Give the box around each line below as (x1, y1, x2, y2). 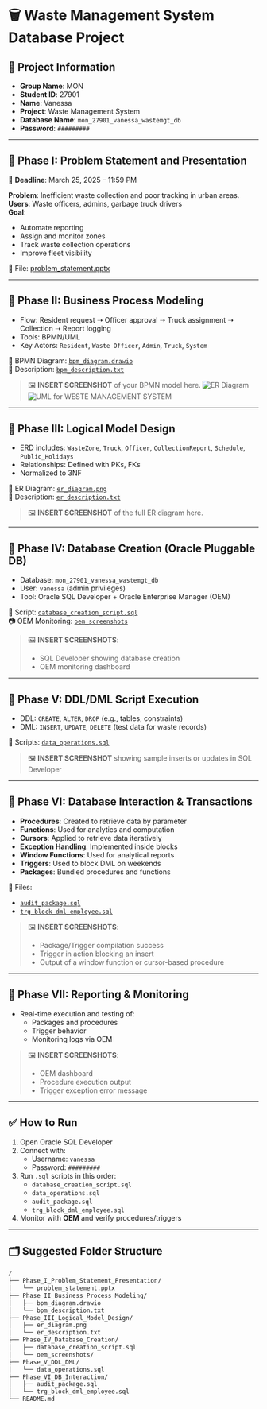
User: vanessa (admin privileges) (19, 583, 126, 593)
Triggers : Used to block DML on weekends (19, 858, 161, 868)
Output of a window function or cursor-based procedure (39, 957, 225, 966)
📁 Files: (8, 882, 33, 892)
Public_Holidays (19, 453, 74, 461)
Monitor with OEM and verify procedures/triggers (19, 1213, 182, 1222)
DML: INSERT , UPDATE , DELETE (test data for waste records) (19, 722, 207, 732)
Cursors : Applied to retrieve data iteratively (19, 833, 162, 842)
